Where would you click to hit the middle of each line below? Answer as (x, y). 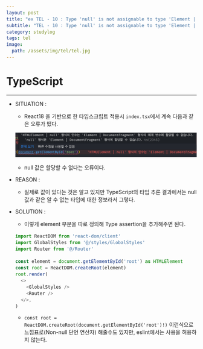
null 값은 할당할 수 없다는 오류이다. (65, 167)
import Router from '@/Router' (54, 249)
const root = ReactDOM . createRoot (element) (71, 268)
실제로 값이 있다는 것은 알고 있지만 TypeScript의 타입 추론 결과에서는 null (110, 192)
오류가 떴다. (44, 124)
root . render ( (31, 274)
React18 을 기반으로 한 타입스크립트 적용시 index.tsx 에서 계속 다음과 (105, 116)
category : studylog (31, 32)
